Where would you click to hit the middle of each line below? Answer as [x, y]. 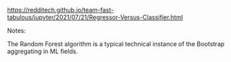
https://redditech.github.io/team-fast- [60, 10]
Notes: [17, 31]
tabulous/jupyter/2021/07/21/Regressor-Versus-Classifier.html [95, 17]
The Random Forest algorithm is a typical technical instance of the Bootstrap [116, 44]
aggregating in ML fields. [42, 51]
